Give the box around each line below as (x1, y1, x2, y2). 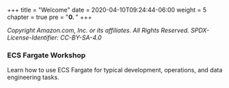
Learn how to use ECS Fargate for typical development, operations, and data (7, 66, 223, 74)
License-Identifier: (7, 33, 59, 42)
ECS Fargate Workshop (7, 50, 86, 60)
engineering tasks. (7, 73, 59, 81)
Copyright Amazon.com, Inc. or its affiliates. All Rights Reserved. (7, 27, 189, 34)
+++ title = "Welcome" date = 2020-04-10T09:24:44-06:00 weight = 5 (7, 6, 207, 14)
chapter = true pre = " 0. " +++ (7, 13, 92, 21)
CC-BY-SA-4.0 (60, 33, 102, 42)
